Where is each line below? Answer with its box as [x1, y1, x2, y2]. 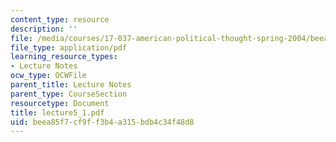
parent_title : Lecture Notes [10, 80, 132, 90]
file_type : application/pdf [10, 42, 128, 53]
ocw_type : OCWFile [10, 71, 87, 81]
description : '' [10, 24, 78, 34]
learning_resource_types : [10, 52, 118, 62]
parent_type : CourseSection [10, 89, 128, 99]
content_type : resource [10, 14, 110, 25]
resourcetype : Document [10, 98, 110, 108]
